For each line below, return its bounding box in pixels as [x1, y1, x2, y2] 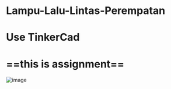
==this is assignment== [6, 57, 124, 70]
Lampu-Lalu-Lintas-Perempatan [6, 4, 166, 17]
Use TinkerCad [6, 31, 80, 44]
